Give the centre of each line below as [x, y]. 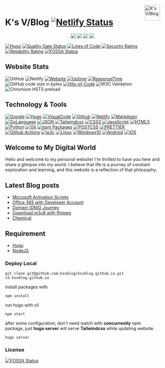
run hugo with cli [22, 305]
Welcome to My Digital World [51, 147]
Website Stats [27, 67]
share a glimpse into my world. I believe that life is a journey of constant [78, 165]
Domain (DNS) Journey [36, 208]
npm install [17, 296]
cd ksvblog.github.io [27, 278]
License [15, 350]
